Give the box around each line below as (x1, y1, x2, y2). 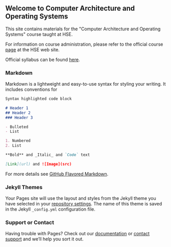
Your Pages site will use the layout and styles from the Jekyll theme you (5, 195, 157, 201)
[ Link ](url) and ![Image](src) (5, 161, 72, 167)
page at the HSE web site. (5, 46, 60, 53)
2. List (5, 143, 22, 148)
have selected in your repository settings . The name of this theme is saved (5, 201, 162, 207)
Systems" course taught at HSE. (5, 31, 73, 37)
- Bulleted (5, 124, 29, 130)
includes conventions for (5, 87, 58, 93)
